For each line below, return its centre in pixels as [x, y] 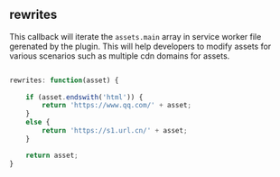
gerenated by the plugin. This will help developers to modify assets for [140, 46]
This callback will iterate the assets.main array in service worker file [135, 36]
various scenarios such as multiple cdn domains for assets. [120, 56]
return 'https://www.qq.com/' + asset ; [117, 106]
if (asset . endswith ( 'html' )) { [84, 97]
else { [38, 122]
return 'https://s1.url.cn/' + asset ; [115, 131]
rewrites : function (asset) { [64, 80]
